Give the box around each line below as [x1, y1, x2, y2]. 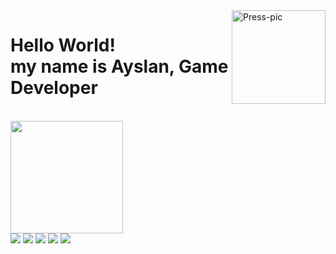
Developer [10, 77, 98, 99]
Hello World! [10, 34, 116, 57]
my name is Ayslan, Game [10, 55, 229, 78]
